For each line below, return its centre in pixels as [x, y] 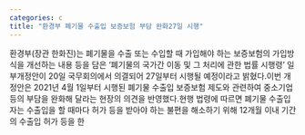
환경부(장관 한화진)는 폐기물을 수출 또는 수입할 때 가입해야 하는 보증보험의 [140, 53]
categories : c [36, 18]
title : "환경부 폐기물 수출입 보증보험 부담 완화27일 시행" [107, 26]
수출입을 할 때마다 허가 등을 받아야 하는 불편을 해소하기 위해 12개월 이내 [152, 110]
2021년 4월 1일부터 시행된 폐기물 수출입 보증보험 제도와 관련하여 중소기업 [163, 87]
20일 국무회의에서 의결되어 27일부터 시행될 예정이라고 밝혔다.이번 [165, 76]
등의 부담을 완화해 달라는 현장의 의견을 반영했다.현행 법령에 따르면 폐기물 [138, 98]
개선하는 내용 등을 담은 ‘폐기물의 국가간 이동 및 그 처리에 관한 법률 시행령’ [155, 64]
